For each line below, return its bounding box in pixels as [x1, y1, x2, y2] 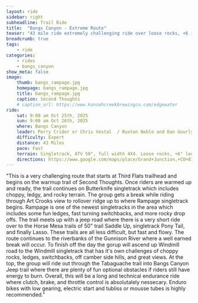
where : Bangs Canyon [16, 124, 67, 129]
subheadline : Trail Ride [6, 19, 67, 25]
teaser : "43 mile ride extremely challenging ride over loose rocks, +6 [6, 31, 189, 36]
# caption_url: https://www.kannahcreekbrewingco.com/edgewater [16, 101, 178, 108]
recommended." [6, 291, 45, 298]
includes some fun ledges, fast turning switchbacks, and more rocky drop [6, 210, 186, 217]
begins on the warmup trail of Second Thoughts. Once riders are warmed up [6, 179, 192, 186]
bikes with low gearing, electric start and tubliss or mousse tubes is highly [6, 285, 186, 292]
